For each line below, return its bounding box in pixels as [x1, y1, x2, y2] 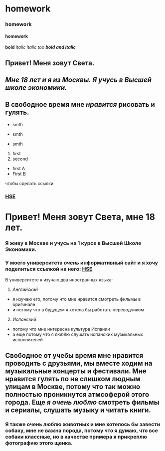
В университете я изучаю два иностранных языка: [5, 277, 113, 283]
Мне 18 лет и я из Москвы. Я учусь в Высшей [5, 76, 152, 84]
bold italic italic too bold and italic [5, 44, 76, 50]
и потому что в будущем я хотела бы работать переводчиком [12, 307, 145, 313]
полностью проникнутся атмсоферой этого [5, 390, 150, 399]
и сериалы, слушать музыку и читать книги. [5, 406, 151, 414]
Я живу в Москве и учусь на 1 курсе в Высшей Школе [5, 239, 142, 246]
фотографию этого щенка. [5, 440, 73, 447]
